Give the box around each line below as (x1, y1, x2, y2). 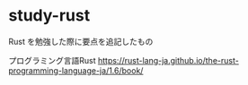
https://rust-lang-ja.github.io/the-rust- (97, 55, 239, 65)
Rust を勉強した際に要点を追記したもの (8, 36, 154, 47)
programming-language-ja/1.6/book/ (8, 64, 144, 76)
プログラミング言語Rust (8, 55, 96, 65)
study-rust (8, 5, 91, 26)
